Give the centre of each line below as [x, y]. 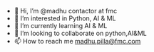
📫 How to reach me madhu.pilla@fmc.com [77, 41]
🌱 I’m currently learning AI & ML [61, 26]
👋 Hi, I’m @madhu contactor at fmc [66, 11]
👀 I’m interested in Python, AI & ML [65, 18]
